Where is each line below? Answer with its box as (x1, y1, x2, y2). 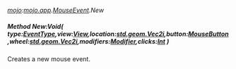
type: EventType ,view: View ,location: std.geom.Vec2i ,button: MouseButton (7, 30, 230, 38)
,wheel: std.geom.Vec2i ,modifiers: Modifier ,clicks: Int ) (7, 37, 170, 45)
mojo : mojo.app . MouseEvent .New (7, 6, 105, 14)
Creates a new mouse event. (7, 54, 90, 63)
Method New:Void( (7, 22, 64, 30)
